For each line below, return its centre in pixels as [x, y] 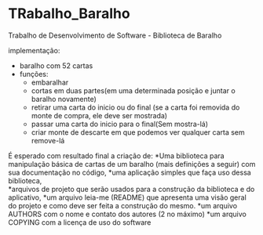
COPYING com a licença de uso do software [80, 222]
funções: [34, 74]
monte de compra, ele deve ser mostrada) [99, 115]
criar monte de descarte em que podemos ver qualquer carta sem [138, 132]
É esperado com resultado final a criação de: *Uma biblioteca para [117, 155]
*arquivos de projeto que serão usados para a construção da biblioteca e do [131, 189]
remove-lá [48, 140]
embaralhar [50, 82]
